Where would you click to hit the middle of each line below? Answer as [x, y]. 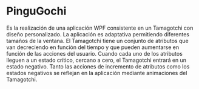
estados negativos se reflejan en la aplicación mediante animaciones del [97, 73]
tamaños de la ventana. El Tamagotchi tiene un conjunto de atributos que [98, 41]
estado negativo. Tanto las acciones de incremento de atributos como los [98, 66]
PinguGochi [36, 11]
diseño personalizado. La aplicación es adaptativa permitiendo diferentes [98, 34]
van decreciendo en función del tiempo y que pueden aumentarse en [93, 47]
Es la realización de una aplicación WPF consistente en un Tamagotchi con [100, 28]
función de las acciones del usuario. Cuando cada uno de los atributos [95, 53]
